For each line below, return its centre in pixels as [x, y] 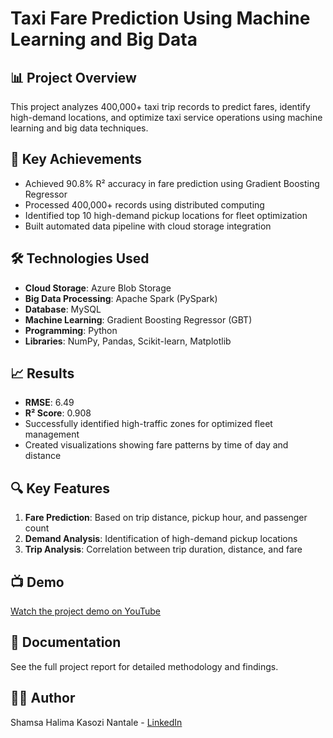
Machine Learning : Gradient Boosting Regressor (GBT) [138, 319]
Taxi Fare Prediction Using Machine [160, 18]
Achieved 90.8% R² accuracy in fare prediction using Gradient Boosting [172, 183]
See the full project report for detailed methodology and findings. [144, 666]
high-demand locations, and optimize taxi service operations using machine [166, 117]
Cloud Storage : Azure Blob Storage [98, 288]
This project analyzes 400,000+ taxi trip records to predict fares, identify [160, 106]
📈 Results [42, 373]
